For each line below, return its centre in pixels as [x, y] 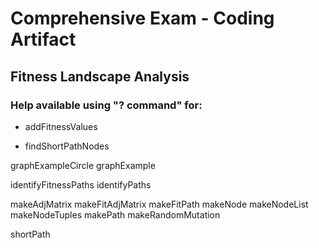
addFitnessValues [61, 126]
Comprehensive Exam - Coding [142, 18]
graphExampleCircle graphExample [83, 165]
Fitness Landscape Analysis [100, 76]
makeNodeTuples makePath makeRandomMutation [115, 214]
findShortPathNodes [67, 146]
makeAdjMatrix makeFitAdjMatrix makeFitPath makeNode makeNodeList [159, 204]
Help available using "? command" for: [106, 105]
